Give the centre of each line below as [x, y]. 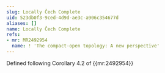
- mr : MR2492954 [27, 40]
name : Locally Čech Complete [43, 29]
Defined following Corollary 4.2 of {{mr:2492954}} [70, 63]
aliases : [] [21, 23]
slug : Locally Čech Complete [43, 12]
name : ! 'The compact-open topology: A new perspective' [86, 46]
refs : [13, 35]
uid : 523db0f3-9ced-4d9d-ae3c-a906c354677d [63, 18]
